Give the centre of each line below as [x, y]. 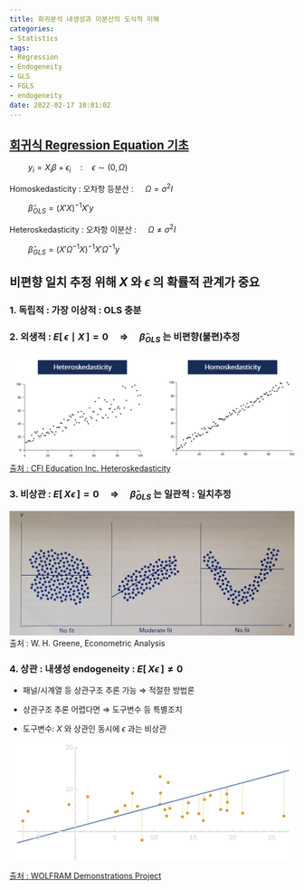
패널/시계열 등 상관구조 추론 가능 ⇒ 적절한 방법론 [109, 690]
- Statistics [34, 38]
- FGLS [22, 86]
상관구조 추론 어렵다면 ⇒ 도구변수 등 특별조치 [102, 710]
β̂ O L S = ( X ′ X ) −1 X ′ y [61, 209]
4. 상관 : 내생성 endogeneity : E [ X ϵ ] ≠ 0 [96, 668]
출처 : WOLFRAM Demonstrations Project [85, 876]
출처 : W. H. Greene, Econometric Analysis [87, 643]
